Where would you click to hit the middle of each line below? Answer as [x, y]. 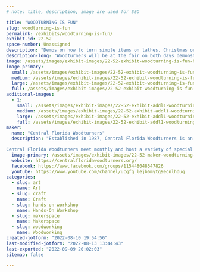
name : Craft [32, 199]
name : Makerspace [38, 221]
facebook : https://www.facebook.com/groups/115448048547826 [87, 166]
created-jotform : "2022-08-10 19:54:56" [57, 238]
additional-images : [30, 95]
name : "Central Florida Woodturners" [58, 133]
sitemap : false [25, 254]
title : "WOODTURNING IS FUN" [42, 22]
